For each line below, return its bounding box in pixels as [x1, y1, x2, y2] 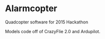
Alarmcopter [5, 3, 57, 14]
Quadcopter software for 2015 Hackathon [5, 19, 88, 25]
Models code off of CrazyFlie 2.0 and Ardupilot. [5, 28, 101, 34]
